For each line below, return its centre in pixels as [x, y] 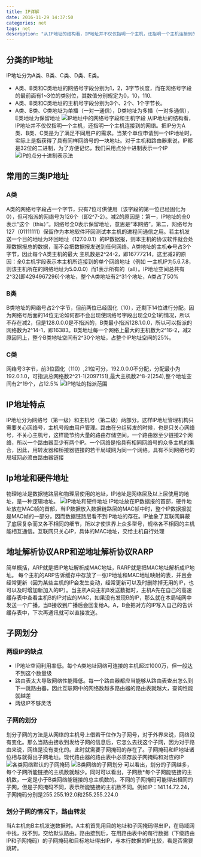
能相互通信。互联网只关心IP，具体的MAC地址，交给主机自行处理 [85, 531]
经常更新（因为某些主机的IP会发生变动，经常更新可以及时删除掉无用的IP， [98, 583]
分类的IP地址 [30, 60]
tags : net [19, 28]
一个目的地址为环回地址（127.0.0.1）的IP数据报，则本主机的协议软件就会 [100, 239]
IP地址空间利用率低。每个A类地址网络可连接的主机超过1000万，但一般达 [104, 666]
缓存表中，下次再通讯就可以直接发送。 [53, 612]
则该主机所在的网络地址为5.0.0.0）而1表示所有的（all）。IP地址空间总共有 [95, 269]
